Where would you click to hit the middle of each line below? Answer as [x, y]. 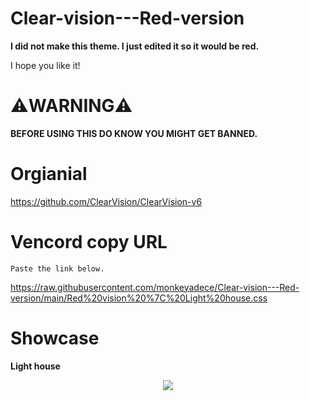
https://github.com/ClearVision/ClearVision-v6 [106, 201]
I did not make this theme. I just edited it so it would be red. [135, 46]
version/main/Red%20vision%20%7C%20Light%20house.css [139, 298]
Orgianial [49, 174]
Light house [35, 366]
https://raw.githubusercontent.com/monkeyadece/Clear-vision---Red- [155, 287]
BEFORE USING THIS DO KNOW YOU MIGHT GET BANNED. [134, 133]
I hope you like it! [45, 65]
